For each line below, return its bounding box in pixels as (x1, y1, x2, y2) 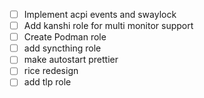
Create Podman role (23, 31, 107, 43)
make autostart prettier (23, 54, 119, 66)
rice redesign (23, 65, 79, 77)
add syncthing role (23, 42, 102, 54)
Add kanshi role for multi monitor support (23, 20, 194, 32)
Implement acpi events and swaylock (23, 9, 177, 20)
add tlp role (23, 76, 72, 88)
